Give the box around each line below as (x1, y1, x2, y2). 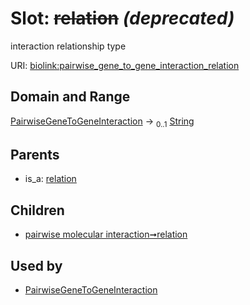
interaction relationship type (10, 40, 127, 52)
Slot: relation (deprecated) (10, 7, 235, 30)
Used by (10, 257, 63, 274)
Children (10, 202, 65, 219)
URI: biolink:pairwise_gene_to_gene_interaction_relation (10, 59, 240, 71)
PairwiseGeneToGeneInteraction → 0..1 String (10, 115, 195, 129)
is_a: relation (24, 173, 77, 185)
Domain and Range (10, 88, 131, 106)
